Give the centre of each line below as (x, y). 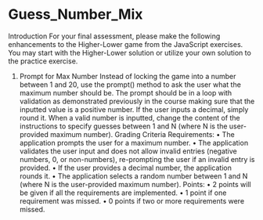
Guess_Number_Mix (76, 14)
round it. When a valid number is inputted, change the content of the (130, 117)
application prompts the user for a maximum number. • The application (134, 142)
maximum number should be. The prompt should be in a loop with (126, 92)
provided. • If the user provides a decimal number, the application (126, 168)
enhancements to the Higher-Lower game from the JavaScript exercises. (126, 44)
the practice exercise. (43, 61)
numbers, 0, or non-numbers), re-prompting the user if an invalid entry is (137, 159)
